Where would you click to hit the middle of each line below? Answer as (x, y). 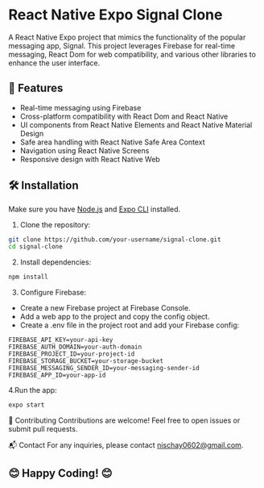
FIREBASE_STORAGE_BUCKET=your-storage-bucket (86, 361)
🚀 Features (36, 88)
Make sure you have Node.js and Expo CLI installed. (95, 209)
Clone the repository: (55, 224)
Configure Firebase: (53, 293)
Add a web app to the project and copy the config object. (115, 317)
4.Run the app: (33, 390)
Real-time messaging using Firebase (80, 107)
